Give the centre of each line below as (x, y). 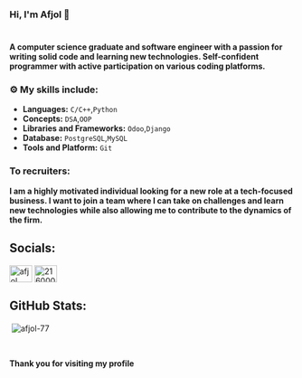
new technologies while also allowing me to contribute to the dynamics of (151, 210)
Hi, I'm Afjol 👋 (40, 14)
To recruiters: (40, 171)
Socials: (33, 248)
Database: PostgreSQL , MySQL (75, 138)
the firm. (26, 220)
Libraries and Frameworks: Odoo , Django (96, 128)
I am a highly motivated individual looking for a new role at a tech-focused (151, 191)
